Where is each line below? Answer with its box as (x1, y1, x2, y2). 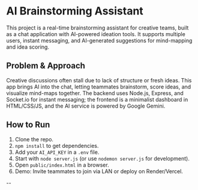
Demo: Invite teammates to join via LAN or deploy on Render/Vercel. (14, 167, 183, 175)
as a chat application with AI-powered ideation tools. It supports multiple (6, 30, 186, 37)
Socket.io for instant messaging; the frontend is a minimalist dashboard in (6, 96, 188, 103)
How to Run (6, 120, 50, 130)
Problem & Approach (6, 61, 86, 71)
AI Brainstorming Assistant (6, 4, 144, 18)
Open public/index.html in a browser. (14, 161, 109, 168)
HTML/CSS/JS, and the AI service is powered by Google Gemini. (6, 102, 166, 109)
